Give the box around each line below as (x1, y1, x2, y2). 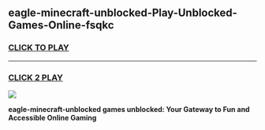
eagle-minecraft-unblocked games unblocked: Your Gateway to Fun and (8, 104, 250, 113)
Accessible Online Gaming (8, 113, 97, 122)
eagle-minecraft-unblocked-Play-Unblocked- (8, 6, 238, 20)
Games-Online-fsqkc (8, 19, 114, 32)
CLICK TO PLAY (8, 43, 69, 54)
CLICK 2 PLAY (8, 72, 63, 83)
